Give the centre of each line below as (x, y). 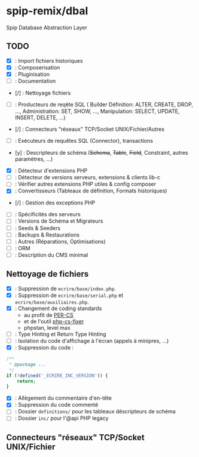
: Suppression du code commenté (56, 405)
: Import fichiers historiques (49, 60)
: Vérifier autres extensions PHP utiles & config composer (85, 184)
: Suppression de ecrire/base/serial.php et (69, 295)
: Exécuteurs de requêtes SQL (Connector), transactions (84, 141)
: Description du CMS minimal (51, 254)
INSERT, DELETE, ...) (40, 118)
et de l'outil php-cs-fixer (54, 321)
